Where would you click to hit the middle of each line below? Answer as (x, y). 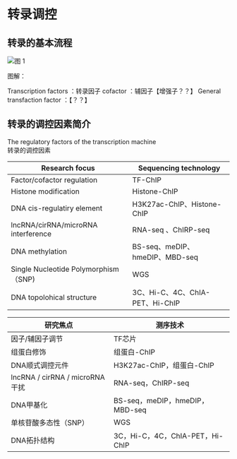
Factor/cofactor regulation (54, 179)
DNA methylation (39, 251)
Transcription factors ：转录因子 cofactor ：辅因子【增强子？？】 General (114, 91)
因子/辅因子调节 (37, 338)
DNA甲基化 (29, 405)
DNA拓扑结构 (33, 440)
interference (31, 234)
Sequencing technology (179, 168)
